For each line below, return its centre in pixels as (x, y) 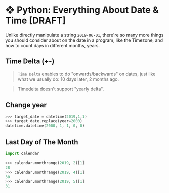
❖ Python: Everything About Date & (82, 10)
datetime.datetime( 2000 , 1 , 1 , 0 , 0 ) (45, 126)
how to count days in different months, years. (53, 45)
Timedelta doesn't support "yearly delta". (61, 89)
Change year (26, 105)
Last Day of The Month (42, 142)
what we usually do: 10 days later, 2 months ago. (68, 79)
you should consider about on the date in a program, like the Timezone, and (84, 40)
